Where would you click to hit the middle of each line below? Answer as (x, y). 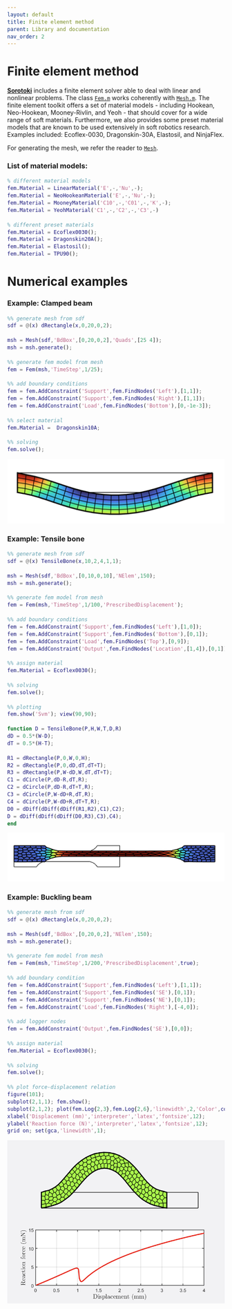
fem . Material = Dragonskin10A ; (54, 428)
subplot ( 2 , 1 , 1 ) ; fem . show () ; (49, 1102)
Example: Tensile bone (46, 539)
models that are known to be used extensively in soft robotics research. (109, 127)
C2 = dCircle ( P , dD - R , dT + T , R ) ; (51, 787)
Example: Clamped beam (50, 303)
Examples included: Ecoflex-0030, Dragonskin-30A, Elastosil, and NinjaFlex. (116, 135)
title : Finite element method (51, 22)
